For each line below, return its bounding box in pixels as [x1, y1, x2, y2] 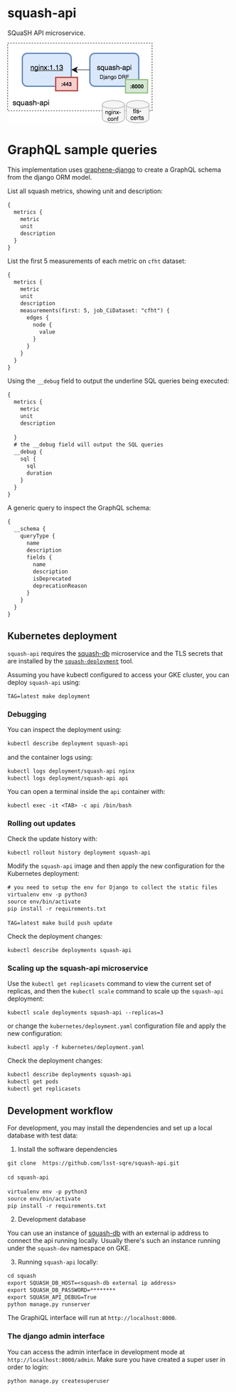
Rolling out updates [7, 818, 76, 828]
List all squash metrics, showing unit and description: [7, 187, 163, 195]
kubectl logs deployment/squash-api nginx [7, 768, 135, 775]
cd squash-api [7, 1174, 50, 1181]
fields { [26, 554, 53, 561]
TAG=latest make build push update [7, 919, 113, 927]
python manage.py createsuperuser [7, 1377, 110, 1384]
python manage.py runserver [7, 1301, 91, 1309]
